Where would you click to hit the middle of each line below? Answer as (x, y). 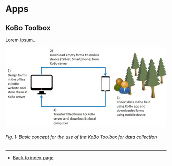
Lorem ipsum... (21, 40)
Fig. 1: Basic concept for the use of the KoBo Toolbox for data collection (81, 137)
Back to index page (33, 158)
